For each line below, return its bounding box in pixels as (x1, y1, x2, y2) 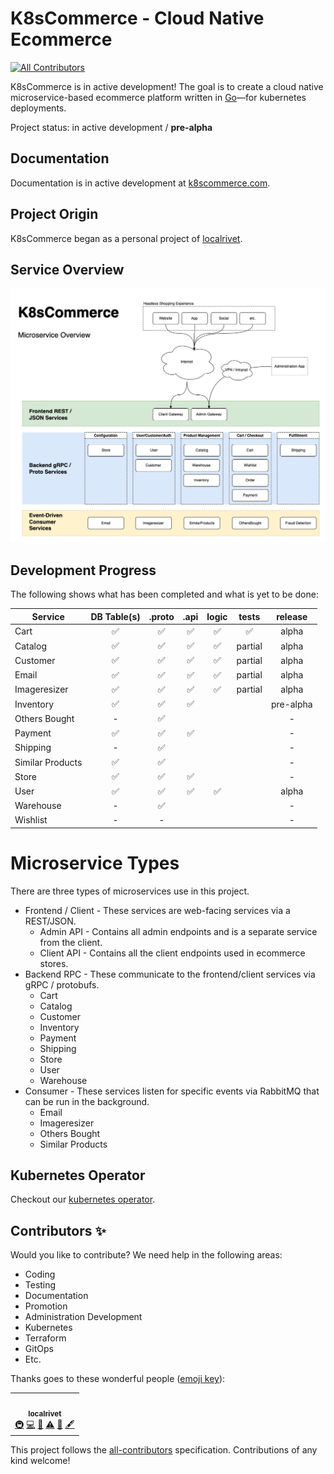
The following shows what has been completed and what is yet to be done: (10, 588, 319, 601)
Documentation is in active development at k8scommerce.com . (10, 177, 271, 189)
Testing (24, 1279, 57, 1291)
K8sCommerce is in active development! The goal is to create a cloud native (10, 80, 324, 92)
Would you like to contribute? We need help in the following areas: (10, 1249, 283, 1261)
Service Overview (10, 261, 125, 278)
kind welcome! (10, 1455, 71, 1467)
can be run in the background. (24, 1095, 150, 1107)
